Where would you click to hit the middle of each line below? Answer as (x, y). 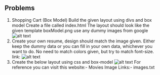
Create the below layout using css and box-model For (76, 62)
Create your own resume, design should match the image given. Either (83, 41)
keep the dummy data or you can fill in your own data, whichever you (82, 46)
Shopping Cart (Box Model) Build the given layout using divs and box (82, 20)
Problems (20, 8)
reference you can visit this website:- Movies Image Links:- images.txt (83, 67)
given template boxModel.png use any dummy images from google (80, 30)
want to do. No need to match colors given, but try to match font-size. (83, 51)
